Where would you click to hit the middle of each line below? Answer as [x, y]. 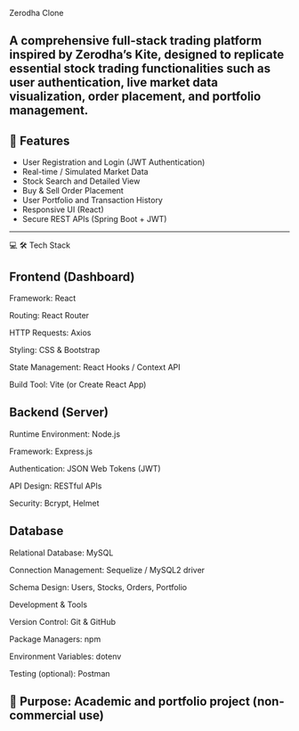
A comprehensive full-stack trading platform [136, 41]
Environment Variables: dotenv [65, 656]
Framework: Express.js [51, 451]
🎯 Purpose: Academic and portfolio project [130, 702]
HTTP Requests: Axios [50, 333]
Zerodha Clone [36, 13]
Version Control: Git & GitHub [63, 621]
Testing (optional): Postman [60, 673]
